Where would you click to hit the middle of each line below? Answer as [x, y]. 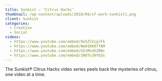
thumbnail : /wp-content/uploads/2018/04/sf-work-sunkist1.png [71, 14]
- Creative [21, 28]
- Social [19, 32]
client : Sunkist [22, 19]
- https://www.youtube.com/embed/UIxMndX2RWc [57, 51]
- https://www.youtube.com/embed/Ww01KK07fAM [57, 46]
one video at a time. [25, 75]
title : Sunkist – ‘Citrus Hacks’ [40, 10]
